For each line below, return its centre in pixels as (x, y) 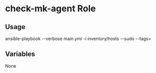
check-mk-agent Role (51, 9)
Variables (20, 54)
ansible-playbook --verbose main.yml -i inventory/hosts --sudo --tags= (78, 38)
